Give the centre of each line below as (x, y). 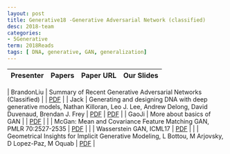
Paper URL (98, 75)
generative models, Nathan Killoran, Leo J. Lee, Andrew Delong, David (107, 106)
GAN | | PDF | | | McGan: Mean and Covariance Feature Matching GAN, (108, 121)
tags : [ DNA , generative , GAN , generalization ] (77, 52)
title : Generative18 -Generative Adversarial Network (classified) (107, 20)
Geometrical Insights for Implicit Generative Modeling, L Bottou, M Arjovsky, (115, 136)
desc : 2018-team (30, 26)
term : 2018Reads (30, 46)
